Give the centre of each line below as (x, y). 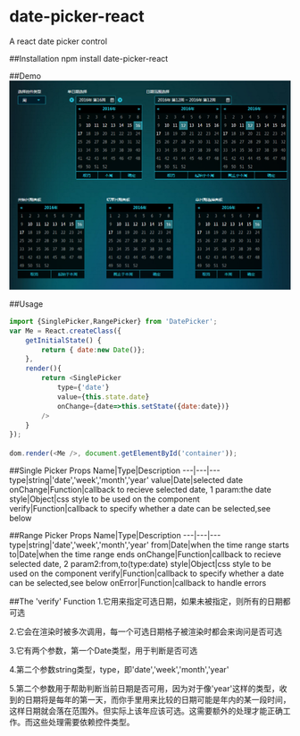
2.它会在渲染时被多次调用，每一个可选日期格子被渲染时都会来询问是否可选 (146, 631)
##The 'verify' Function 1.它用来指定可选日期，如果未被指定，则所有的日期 (146, 602)
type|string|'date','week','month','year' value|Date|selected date (126, 480)
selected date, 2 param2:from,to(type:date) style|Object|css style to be (140, 564)
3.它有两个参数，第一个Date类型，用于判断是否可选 (104, 651)
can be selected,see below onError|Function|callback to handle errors (138, 583)
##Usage (26, 304)
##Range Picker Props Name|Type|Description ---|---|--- (115, 536)
